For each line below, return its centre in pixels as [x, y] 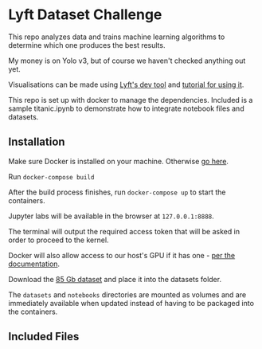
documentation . [34, 264]
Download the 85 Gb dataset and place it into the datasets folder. [115, 279]
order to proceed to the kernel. [59, 240]
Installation [37, 142]
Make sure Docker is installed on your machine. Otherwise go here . [119, 161]
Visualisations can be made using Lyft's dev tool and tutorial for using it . [126, 84]
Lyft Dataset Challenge [85, 15]
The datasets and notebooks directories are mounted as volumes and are [127, 294]
